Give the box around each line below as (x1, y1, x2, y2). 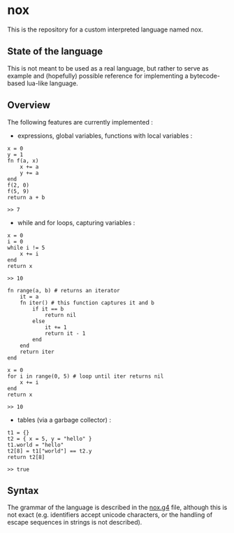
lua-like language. (27, 79, 78, 87)
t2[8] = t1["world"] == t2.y (7, 447, 92, 455)
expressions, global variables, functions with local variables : (17, 132, 193, 140)
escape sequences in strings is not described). (7, 518, 142, 527)
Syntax (7, 485, 39, 497)
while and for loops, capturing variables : (17, 218, 136, 227)
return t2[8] (7, 453, 45, 460)
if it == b (32, 305, 64, 313)
